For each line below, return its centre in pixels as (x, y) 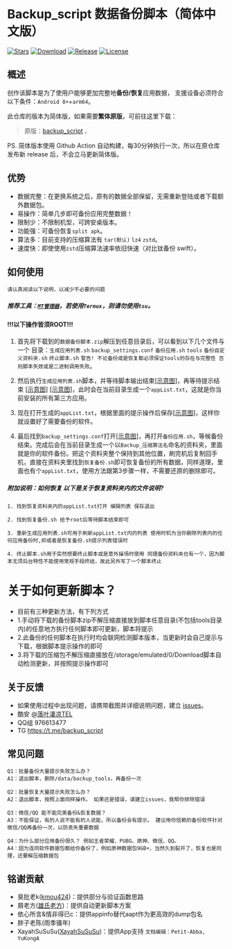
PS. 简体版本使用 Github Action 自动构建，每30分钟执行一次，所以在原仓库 (114, 145)
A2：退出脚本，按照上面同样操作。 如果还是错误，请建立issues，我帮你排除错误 (106, 800)
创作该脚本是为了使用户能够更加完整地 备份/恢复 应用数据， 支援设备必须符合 (115, 92)
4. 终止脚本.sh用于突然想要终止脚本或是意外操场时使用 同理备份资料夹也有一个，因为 (114, 554)
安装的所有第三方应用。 (57, 398)
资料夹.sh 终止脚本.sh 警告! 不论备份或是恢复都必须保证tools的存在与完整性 (119, 358)
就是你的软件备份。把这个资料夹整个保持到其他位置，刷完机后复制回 (114, 453)
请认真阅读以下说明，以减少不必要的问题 (56, 290)
